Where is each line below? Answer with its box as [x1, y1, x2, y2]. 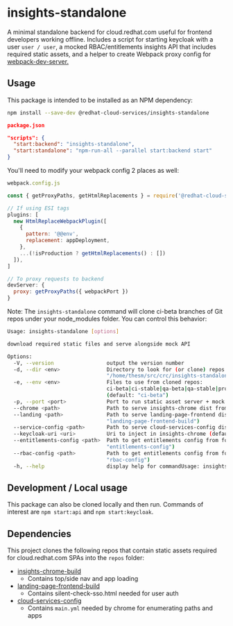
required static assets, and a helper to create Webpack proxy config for [7, 50, 212, 58]
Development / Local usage [7, 482, 128, 493]
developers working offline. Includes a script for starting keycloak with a [7, 35, 214, 43]
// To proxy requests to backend [7, 276, 104, 282]
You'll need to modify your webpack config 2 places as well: [7, 167, 180, 174]
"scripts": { [7, 134, 45, 142]
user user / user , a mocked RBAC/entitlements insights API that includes [7, 42, 216, 51]
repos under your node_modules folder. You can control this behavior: [7, 314, 207, 323]
